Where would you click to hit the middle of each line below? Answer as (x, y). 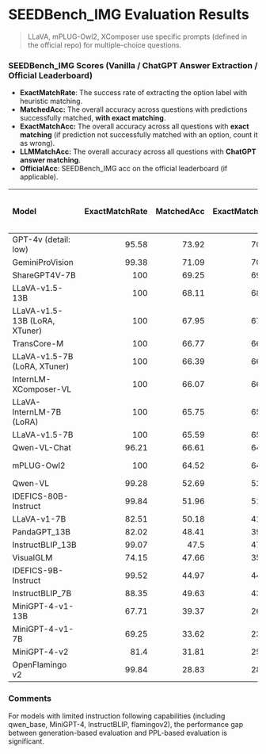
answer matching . (50, 160)
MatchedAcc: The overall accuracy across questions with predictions (133, 109)
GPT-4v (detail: (42, 239)
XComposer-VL (42, 389)
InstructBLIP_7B (42, 594)
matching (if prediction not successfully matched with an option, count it (139, 135)
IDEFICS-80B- (40, 496)
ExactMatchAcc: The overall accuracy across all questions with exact (134, 126)
